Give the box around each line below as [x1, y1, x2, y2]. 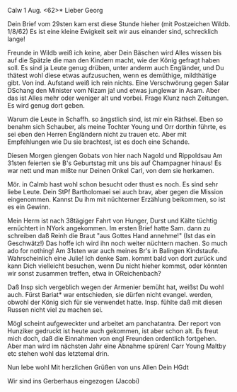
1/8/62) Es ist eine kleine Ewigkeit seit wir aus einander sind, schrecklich [7, 28, 219, 35]
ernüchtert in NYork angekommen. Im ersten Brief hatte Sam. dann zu [7, 224, 211, 233]
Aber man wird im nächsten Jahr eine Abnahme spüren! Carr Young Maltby [7, 342, 226, 350]
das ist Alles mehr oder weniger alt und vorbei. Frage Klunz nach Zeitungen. [7, 94, 229, 102]
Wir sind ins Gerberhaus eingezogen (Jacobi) [7, 377, 140, 385]
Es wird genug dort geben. [7, 101, 85, 109]
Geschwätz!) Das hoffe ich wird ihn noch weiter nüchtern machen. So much [7, 239, 228, 247]
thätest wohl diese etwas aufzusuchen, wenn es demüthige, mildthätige [7, 71, 217, 79]
